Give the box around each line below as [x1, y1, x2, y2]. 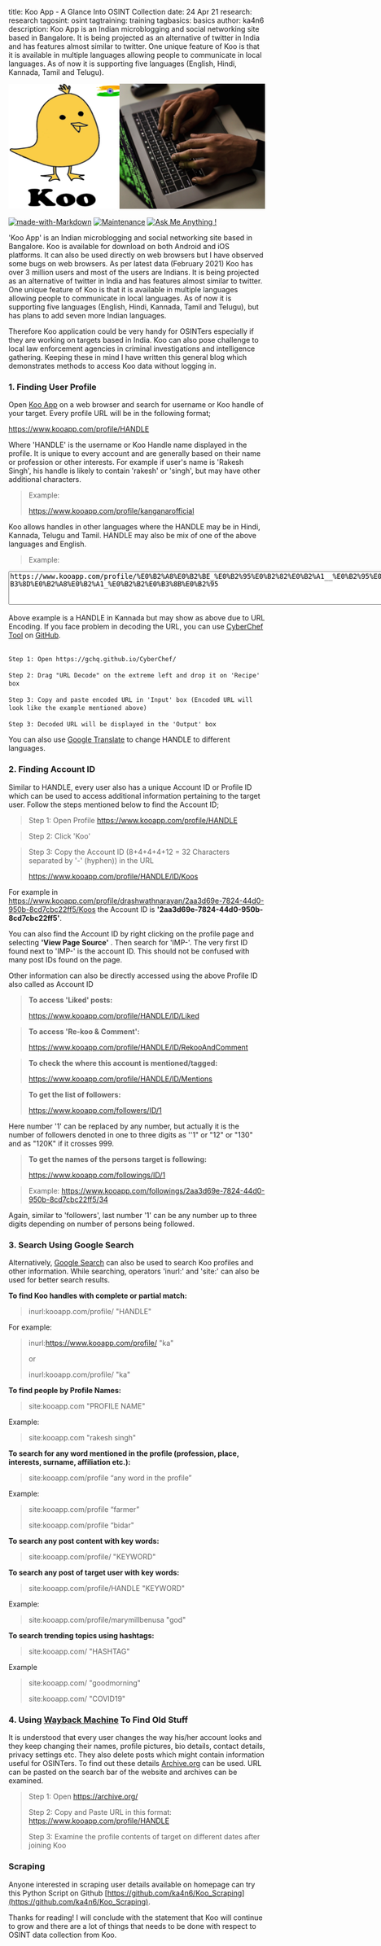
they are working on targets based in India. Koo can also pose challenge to [8, 335, 259, 345]
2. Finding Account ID [8, 764, 96, 775]
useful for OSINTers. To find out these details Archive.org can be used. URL [8, 1759, 262, 1768]
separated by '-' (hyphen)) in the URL [28, 855, 155, 866]
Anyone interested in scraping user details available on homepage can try [8, 1879, 256, 1889]
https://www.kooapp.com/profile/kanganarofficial [28, 506, 195, 516]
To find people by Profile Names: [8, 1385, 122, 1395]
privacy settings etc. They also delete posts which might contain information [8, 1750, 265, 1760]
